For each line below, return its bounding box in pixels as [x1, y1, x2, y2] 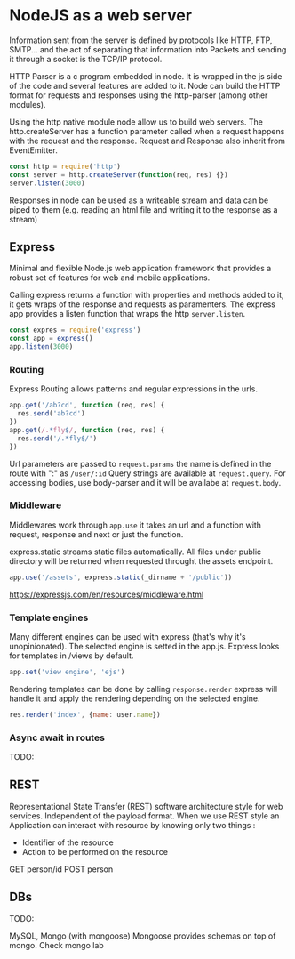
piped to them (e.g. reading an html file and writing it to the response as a [9, 204, 278, 214]
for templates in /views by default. [9, 650, 134, 661]
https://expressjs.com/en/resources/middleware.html [9, 589, 204, 600]
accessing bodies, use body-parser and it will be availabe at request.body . [9, 477, 282, 488]
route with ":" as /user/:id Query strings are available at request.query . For [9, 468, 286, 479]
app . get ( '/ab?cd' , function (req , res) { [9, 401, 165, 410]
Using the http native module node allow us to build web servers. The [9, 117, 264, 127]
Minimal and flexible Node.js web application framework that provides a [9, 263, 272, 274]
